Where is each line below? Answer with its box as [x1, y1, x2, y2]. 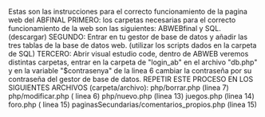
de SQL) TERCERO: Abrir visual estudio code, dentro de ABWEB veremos [8, 49, 249, 58]
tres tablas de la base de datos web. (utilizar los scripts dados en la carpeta [8, 41, 257, 50]
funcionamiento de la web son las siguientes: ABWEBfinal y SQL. [8, 24, 221, 33]
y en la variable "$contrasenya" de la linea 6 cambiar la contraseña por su [8, 66, 252, 75]
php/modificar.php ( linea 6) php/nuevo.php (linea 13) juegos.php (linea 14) [8, 92, 255, 100]
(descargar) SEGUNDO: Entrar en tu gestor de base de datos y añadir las [8, 32, 248, 41]
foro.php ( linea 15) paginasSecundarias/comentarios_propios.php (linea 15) [8, 99, 258, 109]
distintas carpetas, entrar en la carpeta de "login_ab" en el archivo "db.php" [8, 57, 258, 67]
